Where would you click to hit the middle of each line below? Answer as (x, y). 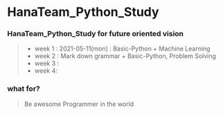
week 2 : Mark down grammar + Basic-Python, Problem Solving (125, 56)
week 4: (46, 71)
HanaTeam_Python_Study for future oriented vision (96, 34)
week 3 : (47, 64)
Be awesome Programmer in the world (79, 104)
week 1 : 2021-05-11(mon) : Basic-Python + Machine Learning (122, 48)
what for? (24, 89)
